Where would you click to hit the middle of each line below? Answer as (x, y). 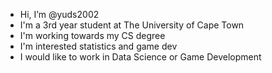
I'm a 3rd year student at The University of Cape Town (132, 25)
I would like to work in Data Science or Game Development (140, 57)
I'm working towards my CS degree (92, 35)
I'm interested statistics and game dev (98, 46)
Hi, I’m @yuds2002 (59, 14)
